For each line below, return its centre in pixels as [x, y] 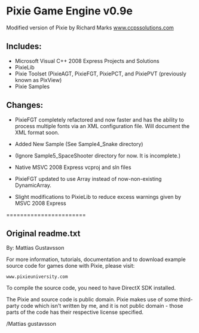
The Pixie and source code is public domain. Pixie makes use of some [92, 299]
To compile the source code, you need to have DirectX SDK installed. [91, 288]
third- [186, 299]
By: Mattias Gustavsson [35, 248]
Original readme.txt [43, 233]
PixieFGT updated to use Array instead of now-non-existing [88, 178]
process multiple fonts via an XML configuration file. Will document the [102, 126]
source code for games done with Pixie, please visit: [71, 266]
